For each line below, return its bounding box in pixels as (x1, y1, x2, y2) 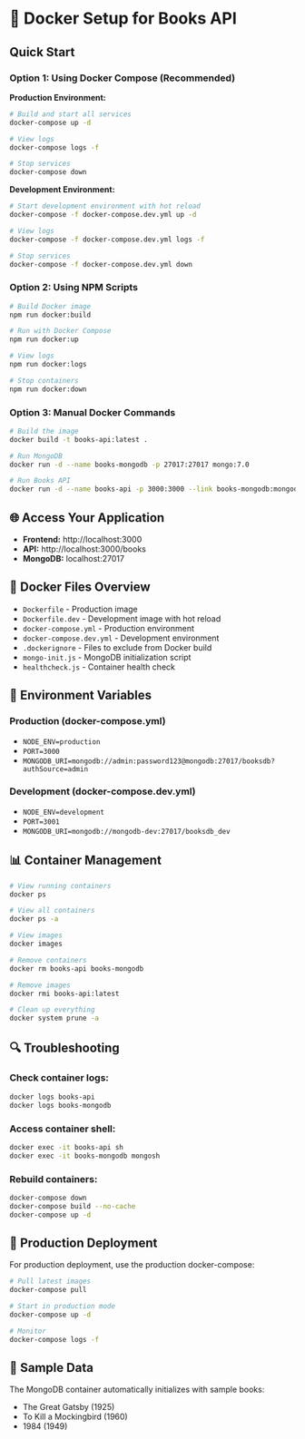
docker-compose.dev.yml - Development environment (22, 632, 220, 643)
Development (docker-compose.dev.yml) (9, 785, 197, 798)
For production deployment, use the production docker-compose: (9, 1259, 255, 1270)
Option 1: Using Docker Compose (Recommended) (9, 72, 236, 84)
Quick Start (9, 44, 75, 60)
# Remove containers (9, 955, 88, 964)
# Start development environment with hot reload (9, 201, 202, 211)
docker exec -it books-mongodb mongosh (9, 1151, 161, 1160)
